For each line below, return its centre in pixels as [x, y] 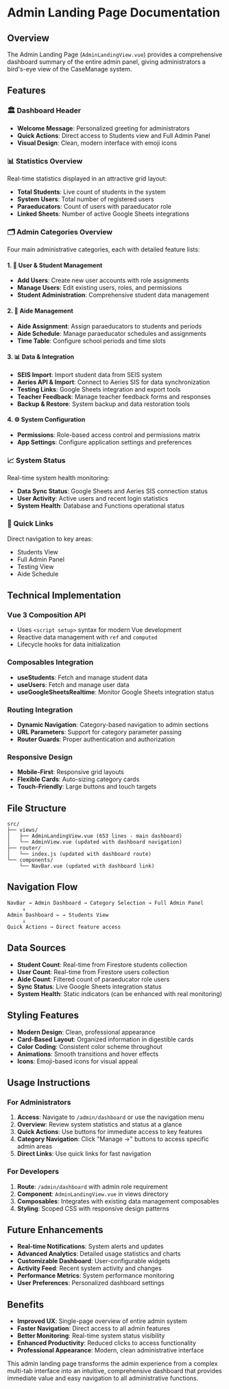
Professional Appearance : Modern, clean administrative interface [110, 1351]
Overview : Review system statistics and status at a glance [99, 1125]
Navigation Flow [43, 887]
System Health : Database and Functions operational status [101, 506]
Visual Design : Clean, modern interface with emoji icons [97, 143]
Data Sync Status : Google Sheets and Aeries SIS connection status [112, 491]
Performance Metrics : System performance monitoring [96, 1276]
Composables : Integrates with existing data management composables [118, 1201]
